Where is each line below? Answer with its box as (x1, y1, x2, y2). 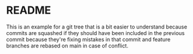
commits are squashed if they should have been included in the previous (6, 29, 185, 36)
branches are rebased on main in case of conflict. (6, 42, 128, 49)
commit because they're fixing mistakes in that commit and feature (6, 36, 171, 43)
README (6, 4, 51, 17)
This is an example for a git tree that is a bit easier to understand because (6, 23, 188, 30)
